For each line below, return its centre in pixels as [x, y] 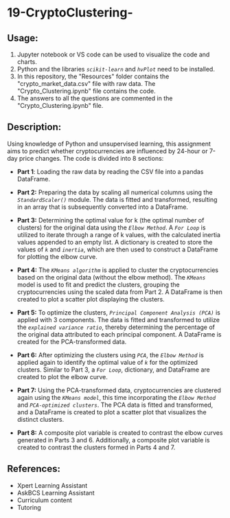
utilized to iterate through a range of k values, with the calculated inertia [119, 234]
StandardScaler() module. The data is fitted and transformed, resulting [117, 199]
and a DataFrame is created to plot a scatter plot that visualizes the [112, 412]
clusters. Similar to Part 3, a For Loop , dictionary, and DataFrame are [114, 370]
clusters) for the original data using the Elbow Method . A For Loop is [111, 227]
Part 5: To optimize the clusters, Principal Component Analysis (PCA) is [119, 312]
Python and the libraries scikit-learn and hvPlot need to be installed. [116, 69]
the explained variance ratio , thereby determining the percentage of [116, 327]
